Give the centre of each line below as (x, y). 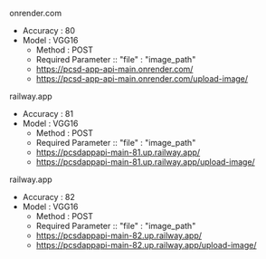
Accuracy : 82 (48, 197)
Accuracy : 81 (48, 114)
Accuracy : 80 (48, 30)
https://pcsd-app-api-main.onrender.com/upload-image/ (142, 79)
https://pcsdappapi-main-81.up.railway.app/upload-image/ (145, 162)
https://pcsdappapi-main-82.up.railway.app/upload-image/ (146, 245)
